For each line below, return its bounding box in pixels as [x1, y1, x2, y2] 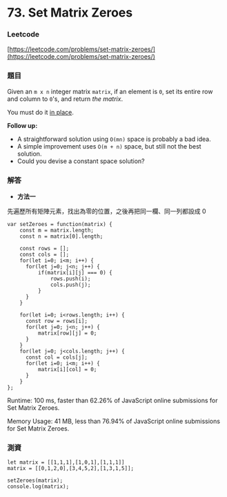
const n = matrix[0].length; [19, 233, 103, 240]
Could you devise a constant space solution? [17, 157, 145, 165]
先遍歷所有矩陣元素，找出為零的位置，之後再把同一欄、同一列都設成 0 [7, 207, 206, 216]
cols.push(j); [50, 281, 91, 288]
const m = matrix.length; [19, 227, 95, 234]
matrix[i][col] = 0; [37, 366, 97, 373]
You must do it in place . [7, 108, 74, 116]
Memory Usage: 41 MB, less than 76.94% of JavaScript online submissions [7, 417, 221, 426]
